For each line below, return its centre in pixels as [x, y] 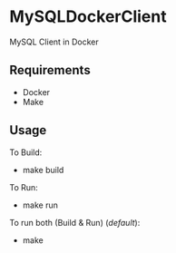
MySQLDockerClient [88, 17]
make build [43, 170]
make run [40, 205]
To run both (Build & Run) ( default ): [75, 222]
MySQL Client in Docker [54, 42]
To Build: [26, 152]
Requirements [50, 70]
